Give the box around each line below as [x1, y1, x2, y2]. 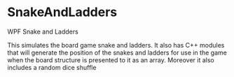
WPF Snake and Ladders [7, 27, 78, 36]
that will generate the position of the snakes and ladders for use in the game [7, 48, 228, 57]
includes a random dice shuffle [7, 63, 97, 71]
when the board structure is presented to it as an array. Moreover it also [7, 55, 215, 64]
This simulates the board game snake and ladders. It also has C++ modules [7, 41, 225, 49]
